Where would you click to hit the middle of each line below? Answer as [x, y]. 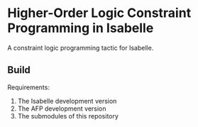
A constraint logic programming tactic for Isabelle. [81, 48]
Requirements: [28, 87]
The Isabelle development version [67, 101]
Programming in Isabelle [81, 28]
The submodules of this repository [68, 116]
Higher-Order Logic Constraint [99, 13]
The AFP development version [62, 109]
